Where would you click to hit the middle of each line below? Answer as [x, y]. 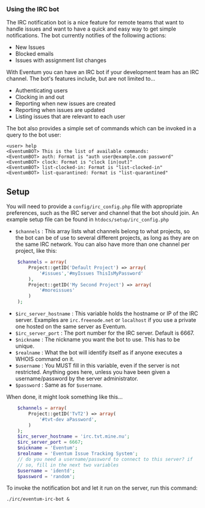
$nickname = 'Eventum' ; [48, 448]
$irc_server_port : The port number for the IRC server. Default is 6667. [105, 333]
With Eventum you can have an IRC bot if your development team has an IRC [103, 72]
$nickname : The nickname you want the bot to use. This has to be [98, 340]
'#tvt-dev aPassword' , [68, 419]
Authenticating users [42, 91]
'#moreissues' [57, 290]
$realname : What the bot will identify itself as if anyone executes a [99, 353]
